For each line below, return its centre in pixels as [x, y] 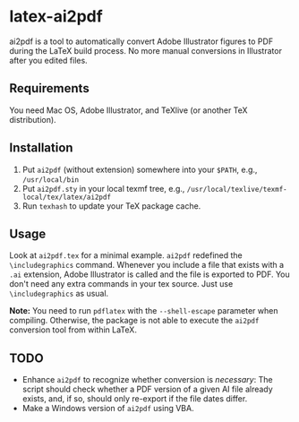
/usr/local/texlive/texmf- [237, 189]
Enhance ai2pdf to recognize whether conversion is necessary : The [147, 380]
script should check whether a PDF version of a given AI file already [147, 389]
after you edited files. [48, 60]
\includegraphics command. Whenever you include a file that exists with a [147, 265]
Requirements [49, 88]
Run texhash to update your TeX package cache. [111, 206]
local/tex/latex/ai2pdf [67, 197]
